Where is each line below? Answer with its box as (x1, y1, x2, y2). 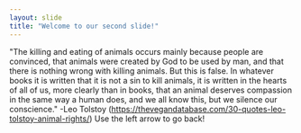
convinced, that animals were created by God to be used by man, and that (9, 56, 284, 66)
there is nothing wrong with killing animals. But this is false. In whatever (9, 65, 275, 76)
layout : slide (9, 13, 63, 22)
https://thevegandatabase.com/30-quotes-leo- (111, 103, 287, 114)
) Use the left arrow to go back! (88, 113, 205, 124)
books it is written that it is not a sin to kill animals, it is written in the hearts (9, 75, 287, 85)
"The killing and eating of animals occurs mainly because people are (9, 46, 264, 57)
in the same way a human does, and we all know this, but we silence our (9, 93, 278, 104)
